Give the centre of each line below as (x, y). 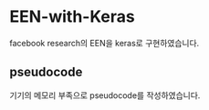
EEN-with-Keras (72, 17)
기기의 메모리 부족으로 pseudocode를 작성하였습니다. (105, 95)
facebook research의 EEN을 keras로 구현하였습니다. (104, 43)
